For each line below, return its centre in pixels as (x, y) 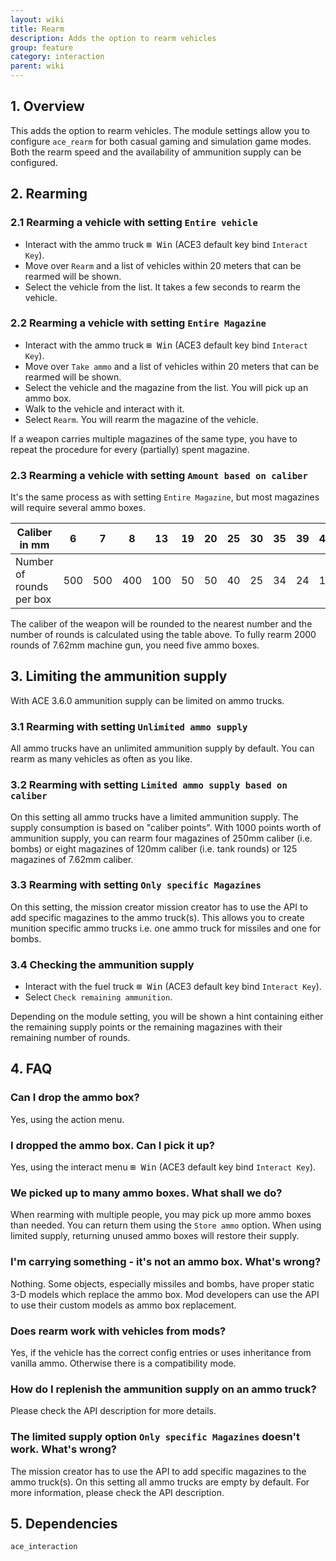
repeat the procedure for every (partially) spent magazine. (130, 449)
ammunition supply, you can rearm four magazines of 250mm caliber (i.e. (161, 838)
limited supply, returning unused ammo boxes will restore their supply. (155, 1236)
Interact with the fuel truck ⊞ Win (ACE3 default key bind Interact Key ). (173, 987)
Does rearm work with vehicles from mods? (118, 1331)
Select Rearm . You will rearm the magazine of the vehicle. (141, 419)
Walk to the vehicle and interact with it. (104, 408)
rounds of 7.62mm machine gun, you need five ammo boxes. (135, 645)
